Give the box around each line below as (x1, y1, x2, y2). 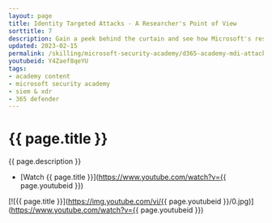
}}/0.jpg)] (223, 196, 254, 207)
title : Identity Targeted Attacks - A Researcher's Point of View (8, 19, 237, 28)
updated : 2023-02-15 (8, 42, 79, 50)
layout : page (8, 11, 53, 20)
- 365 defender (8, 95, 60, 103)
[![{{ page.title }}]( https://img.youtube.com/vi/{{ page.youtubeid (8, 196, 222, 207)
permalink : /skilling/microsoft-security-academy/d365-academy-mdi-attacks (8, 49, 270, 58)
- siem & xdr (8, 87, 53, 96)
